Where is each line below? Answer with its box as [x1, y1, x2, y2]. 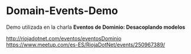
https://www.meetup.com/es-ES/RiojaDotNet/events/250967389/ [6, 41, 166, 48]
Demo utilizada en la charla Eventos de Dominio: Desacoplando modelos [6, 23, 186, 31]
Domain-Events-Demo [6, 4, 118, 18]
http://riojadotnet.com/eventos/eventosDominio [6, 35, 122, 42]
